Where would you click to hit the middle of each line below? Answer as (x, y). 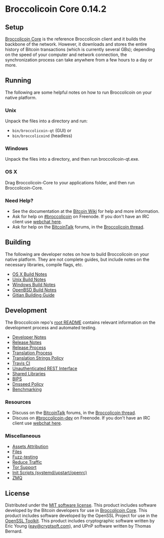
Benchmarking (27, 389)
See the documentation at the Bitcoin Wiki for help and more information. (86, 211)
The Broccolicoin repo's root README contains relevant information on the (80, 322)
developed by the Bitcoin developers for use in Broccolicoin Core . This (76, 510)
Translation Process (32, 353)
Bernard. (14, 531)
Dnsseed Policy (28, 384)
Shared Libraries (29, 373)
